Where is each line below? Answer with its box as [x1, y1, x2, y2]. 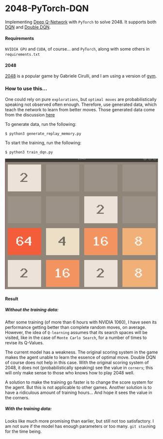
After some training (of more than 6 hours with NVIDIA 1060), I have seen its [5, 319, 157, 325]
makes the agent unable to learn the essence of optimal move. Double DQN [5, 354, 156, 360]
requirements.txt [5, 52, 40, 57]
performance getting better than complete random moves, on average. [5, 324, 147, 330]
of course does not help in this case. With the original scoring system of [5, 359, 149, 365]
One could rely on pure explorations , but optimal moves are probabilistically [5, 96, 157, 102]
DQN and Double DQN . [5, 24, 51, 30]
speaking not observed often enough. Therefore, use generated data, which [5, 101, 157, 107]
